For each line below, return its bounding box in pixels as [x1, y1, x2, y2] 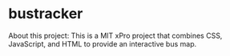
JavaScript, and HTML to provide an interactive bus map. [8, 39, 197, 48]
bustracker [8, 5, 83, 23]
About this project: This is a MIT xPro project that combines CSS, [8, 31, 223, 40]
